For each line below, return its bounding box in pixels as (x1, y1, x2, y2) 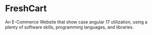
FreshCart (5, 3, 47, 14)
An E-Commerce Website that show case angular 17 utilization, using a (5, 19, 148, 25)
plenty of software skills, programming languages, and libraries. (5, 24, 134, 30)
